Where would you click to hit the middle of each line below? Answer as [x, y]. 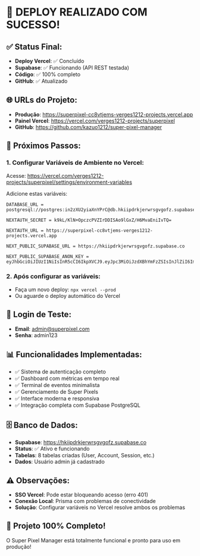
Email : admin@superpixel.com [52, 329]
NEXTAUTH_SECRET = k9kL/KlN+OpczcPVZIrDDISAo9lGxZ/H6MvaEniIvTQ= [89, 220]
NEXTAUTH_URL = [25, 230]
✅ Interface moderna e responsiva [57, 398]
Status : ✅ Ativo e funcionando [52, 449]
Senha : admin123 [36, 335]
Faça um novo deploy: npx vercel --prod [65, 289]
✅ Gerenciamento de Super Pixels [56, 392]
